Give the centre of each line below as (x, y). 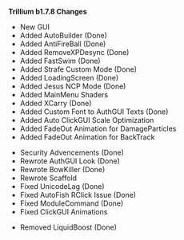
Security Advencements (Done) (72, 152)
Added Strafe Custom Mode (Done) (78, 69)
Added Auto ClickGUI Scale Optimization (87, 120)
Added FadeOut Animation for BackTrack (87, 137)
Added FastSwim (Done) (60, 61)
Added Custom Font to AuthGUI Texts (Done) (94, 112)
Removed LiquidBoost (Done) (68, 227)
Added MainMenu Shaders (64, 94)
